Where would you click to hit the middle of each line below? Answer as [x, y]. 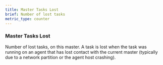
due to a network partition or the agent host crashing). [60, 57]
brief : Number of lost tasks [35, 14]
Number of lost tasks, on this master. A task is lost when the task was [76, 47]
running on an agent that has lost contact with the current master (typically [81, 52]
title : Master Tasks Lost [32, 10]
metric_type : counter [27, 19]
